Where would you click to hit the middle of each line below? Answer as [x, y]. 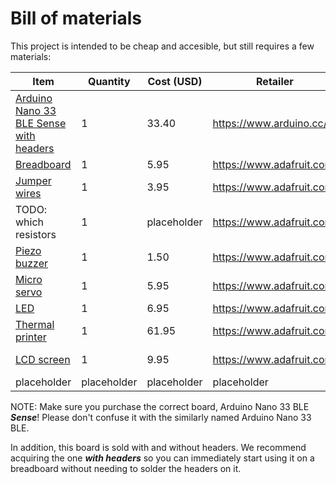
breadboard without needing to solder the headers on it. [126, 468]
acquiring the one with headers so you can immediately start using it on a [162, 458]
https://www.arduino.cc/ [270, 123]
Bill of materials [76, 18]
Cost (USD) [175, 81]
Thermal [35, 324]
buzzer [32, 263]
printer [31, 337]
